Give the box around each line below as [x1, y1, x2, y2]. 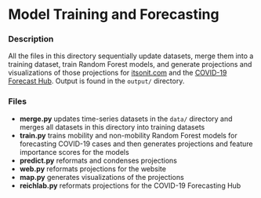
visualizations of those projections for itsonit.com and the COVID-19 [8, 68, 227, 78]
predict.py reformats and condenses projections [19, 156, 178, 165]
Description [8, 34, 54, 45]
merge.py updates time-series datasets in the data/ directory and [19, 114, 233, 123]
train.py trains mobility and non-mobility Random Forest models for [19, 130, 237, 140]
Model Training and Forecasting [8, 5, 219, 24]
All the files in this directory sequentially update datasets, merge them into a [8, 51, 254, 60]
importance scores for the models [19, 147, 129, 156]
